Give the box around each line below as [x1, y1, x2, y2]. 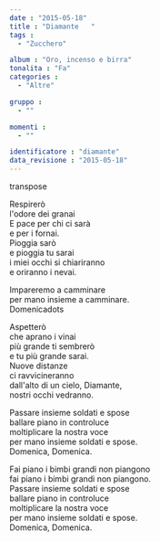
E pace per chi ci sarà [9, 218, 91, 228]
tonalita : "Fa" [9, 64, 71, 73]
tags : [9, 30, 35, 39]
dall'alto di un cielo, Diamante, [9, 380, 123, 390]
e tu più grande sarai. [9, 351, 89, 361]
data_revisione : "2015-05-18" [9, 156, 128, 165]
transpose [9, 181, 47, 192]
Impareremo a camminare [9, 284, 106, 295]
